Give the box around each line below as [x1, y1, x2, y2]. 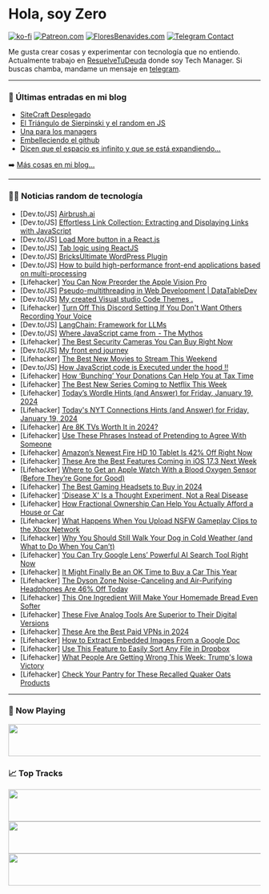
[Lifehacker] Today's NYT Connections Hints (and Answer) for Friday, [19, 404, 250, 414]
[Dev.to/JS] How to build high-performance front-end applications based [19, 260, 261, 270]
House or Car [19, 507, 65, 517]
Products [19, 677, 50, 687]
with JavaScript [19, 226, 72, 235]
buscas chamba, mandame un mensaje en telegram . [8, 63, 182, 73]
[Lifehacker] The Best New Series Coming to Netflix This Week [19, 379, 227, 389]
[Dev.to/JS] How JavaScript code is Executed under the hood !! [19, 362, 229, 372]
